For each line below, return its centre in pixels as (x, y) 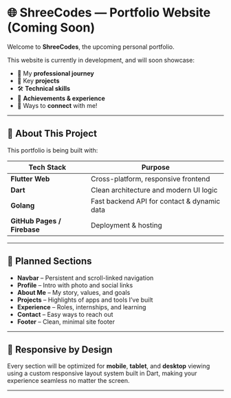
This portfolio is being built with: (53, 150)
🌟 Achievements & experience (61, 98)
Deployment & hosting (126, 225)
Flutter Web (30, 179)
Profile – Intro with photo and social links (75, 285)
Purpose (156, 167)
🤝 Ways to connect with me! (57, 105)
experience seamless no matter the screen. (68, 381)
